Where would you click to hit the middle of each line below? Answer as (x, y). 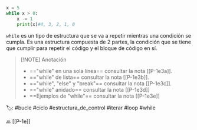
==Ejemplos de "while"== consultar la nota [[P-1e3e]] (95, 96)
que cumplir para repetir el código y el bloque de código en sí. (82, 48)
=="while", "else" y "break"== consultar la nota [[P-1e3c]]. (101, 83)
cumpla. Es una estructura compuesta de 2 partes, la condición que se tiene (99, 42)
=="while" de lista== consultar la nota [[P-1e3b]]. (89, 77)
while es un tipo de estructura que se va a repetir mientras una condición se (99, 35)
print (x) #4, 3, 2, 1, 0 (46, 24)
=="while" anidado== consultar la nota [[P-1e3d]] (90, 89)
